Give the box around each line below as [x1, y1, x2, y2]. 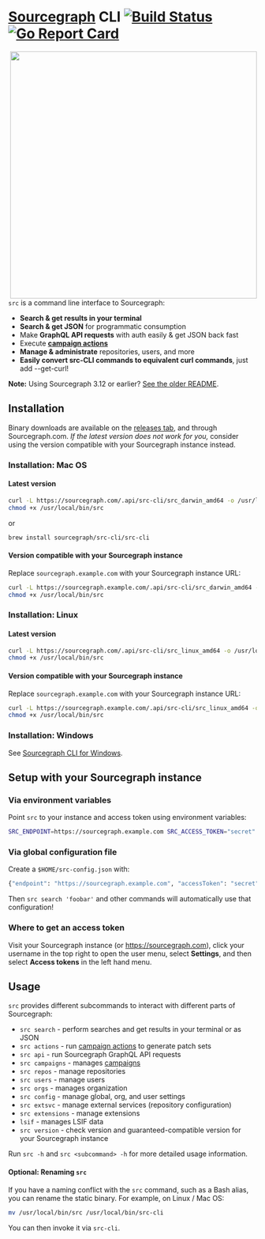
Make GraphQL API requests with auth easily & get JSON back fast [19, 330, 239, 339]
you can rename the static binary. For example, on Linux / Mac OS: [8, 1193, 225, 1203]
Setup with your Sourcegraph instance [8, 771, 203, 784]
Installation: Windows [8, 730, 94, 741]
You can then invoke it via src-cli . [8, 1222, 121, 1233]
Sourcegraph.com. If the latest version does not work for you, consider [8, 431, 239, 440]
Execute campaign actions [19, 338, 108, 348]
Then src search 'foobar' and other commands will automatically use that [8, 894, 252, 904]
